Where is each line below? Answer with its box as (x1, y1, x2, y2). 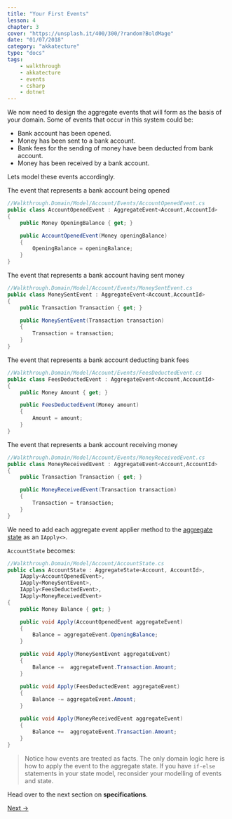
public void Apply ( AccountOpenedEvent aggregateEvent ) (20, 618, 184, 626)
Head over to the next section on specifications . (7, 790, 149, 799)
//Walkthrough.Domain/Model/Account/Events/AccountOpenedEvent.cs (7, 200, 205, 207)
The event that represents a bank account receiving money (7, 440, 178, 449)
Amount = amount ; (32, 415, 83, 422)
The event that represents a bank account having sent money (7, 271, 185, 279)
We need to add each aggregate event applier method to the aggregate (7, 525, 213, 534)
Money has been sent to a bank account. (17, 136, 136, 145)
